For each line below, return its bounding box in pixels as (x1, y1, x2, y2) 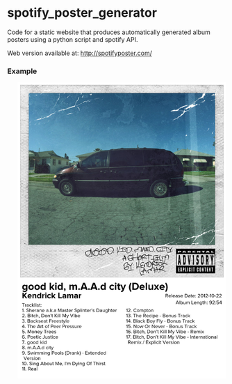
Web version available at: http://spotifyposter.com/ (7, 49, 153, 57)
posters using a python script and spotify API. (7, 35, 138, 43)
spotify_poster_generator (7, 5, 158, 21)
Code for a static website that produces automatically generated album (7, 28, 210, 36)
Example (7, 66, 38, 76)
